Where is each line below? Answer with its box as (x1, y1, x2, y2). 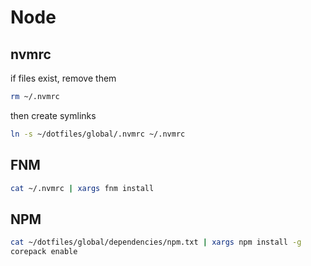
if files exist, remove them (10, 72, 117, 84)
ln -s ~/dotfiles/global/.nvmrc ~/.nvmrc (10, 129, 186, 139)
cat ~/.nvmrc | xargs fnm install (10, 183, 155, 193)
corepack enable (10, 247, 78, 257)
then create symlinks (10, 109, 97, 121)
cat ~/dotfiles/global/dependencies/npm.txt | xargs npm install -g (10, 237, 302, 248)
